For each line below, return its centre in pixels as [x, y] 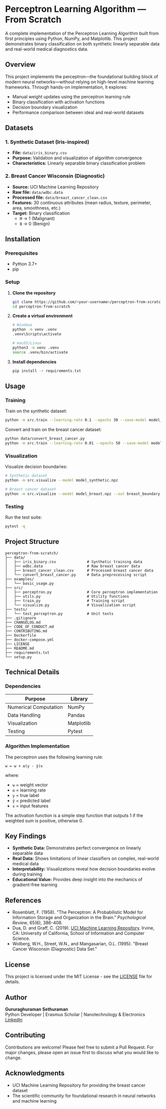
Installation [23, 239]
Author [16, 997]
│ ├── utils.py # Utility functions [67, 596]
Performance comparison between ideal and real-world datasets [78, 112]
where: [12, 775]
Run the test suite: [23, 517]
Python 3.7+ [25, 264]
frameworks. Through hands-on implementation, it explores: [66, 87]
